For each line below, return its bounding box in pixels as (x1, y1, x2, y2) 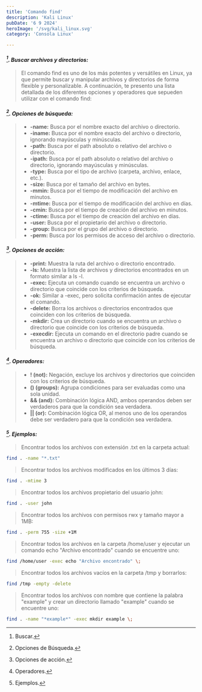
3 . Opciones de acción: (6, 245, 65, 254)
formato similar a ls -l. (29, 272, 84, 280)
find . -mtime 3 (6, 478, 47, 484)
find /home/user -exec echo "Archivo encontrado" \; (6, 558, 141, 564)
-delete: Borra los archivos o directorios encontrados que (29, 304, 173, 311)
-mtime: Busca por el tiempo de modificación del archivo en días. (29, 200, 193, 207)
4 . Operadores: (6, 357, 45, 364)
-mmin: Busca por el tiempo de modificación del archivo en (29, 187, 178, 194)
